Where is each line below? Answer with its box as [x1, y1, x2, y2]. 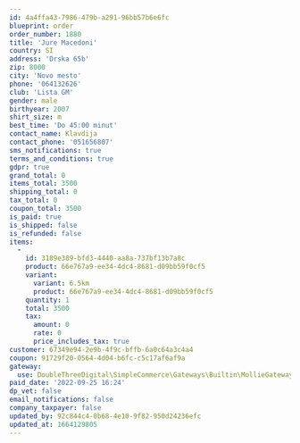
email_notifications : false [9, 395, 114, 405]
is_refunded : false [9, 229, 82, 238]
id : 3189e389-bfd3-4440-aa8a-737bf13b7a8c [25, 254, 186, 263]
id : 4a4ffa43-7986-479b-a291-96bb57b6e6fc [9, 13, 170, 22]
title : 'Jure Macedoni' [9, 38, 98, 47]
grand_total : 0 [9, 171, 66, 180]
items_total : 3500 [9, 180, 78, 188]
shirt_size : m [9, 113, 62, 121]
